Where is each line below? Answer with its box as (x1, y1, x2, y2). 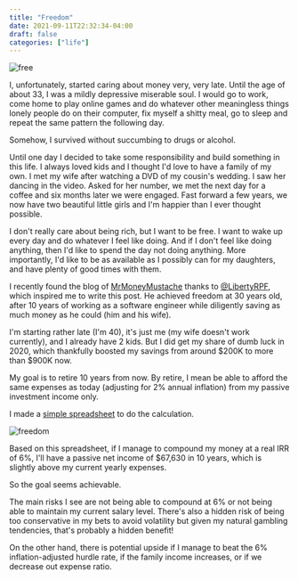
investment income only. (9, 391, 100, 402)
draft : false (9, 29, 58, 38)
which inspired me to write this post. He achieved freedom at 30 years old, (9, 290, 283, 301)
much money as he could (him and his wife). (9, 309, 172, 321)
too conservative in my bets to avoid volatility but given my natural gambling (9, 516, 288, 527)
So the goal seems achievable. (9, 479, 122, 490)
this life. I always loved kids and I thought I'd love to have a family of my (9, 161, 272, 172)
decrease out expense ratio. (9, 561, 113, 572)
